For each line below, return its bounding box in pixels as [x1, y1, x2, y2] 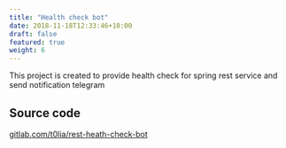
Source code [9, 105, 81, 121]
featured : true [9, 37, 66, 47]
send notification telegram [9, 80, 105, 90]
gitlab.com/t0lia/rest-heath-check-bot [9, 129, 148, 139]
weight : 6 [9, 46, 46, 55]
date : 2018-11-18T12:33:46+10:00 [9, 21, 133, 30]
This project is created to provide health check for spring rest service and [9, 70, 278, 81]
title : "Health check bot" [9, 12, 109, 22]
